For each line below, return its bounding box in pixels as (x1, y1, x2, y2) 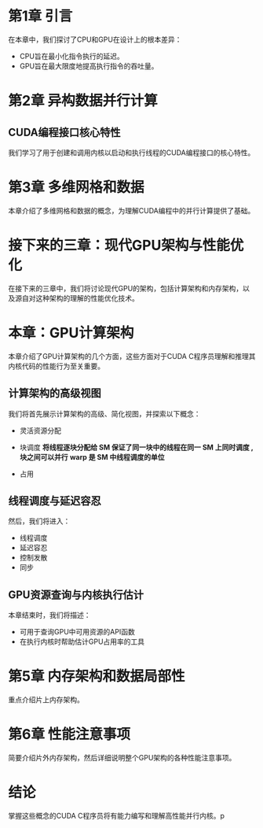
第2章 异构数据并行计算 (8, 92, 159, 110)
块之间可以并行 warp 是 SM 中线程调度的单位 (19, 452, 165, 461)
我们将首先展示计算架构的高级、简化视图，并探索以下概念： (8, 408, 201, 418)
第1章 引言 (8, 7, 73, 25)
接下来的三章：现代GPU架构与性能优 (8, 237, 244, 254)
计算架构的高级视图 (8, 386, 101, 400)
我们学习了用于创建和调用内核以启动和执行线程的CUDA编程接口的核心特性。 (8, 147, 255, 157)
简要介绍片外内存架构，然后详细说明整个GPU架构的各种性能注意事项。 (8, 753, 236, 763)
